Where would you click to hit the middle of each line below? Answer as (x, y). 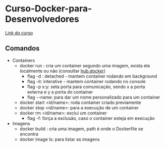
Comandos (22, 48)
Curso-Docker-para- (49, 9)
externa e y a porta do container (60, 92)
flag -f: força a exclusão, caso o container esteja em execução (91, 118)
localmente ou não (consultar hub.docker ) (62, 71)
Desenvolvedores (42, 19)
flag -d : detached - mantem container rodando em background (92, 76)
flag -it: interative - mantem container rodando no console (86, 81)
